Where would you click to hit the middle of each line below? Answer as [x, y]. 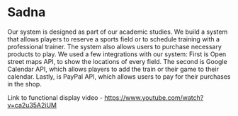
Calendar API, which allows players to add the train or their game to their [113, 69]
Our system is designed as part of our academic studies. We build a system [118, 32]
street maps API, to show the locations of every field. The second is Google [118, 61]
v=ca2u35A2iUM [32, 105]
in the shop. [25, 84]
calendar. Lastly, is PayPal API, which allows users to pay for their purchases [119, 76]
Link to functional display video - [55, 97]
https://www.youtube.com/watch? [154, 97]
